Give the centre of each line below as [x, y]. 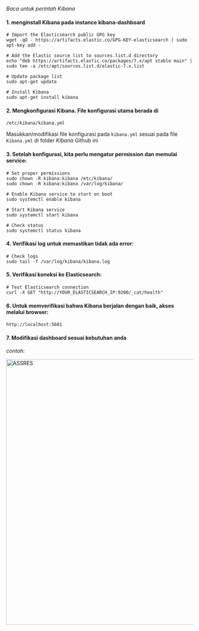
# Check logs [22, 256]
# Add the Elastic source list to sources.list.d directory [82, 56]
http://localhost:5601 [34, 325]
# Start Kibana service [36, 210]
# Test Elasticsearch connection [48, 287]
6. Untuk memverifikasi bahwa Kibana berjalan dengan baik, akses [90, 306]
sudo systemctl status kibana [44, 231]
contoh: [15, 351]
